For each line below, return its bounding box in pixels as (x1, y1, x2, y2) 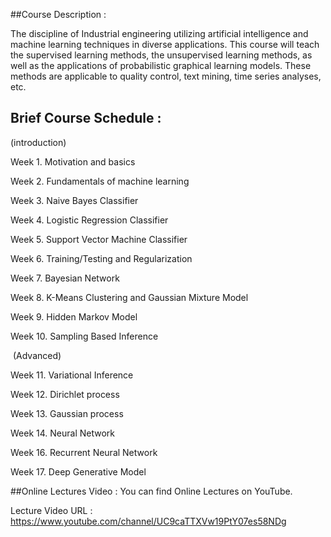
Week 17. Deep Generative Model (10, 465, 147, 478)
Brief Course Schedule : (10, 110, 162, 127)
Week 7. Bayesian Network (10, 272, 120, 284)
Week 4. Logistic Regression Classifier (10, 214, 169, 226)
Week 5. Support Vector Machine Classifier (10, 233, 188, 245)
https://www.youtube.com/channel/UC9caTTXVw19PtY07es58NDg (10, 515, 287, 527)
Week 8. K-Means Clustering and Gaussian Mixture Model (10, 291, 249, 303)
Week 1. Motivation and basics (10, 155, 136, 168)
